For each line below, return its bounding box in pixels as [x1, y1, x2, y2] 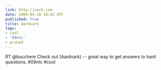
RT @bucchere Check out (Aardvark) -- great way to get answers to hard [5, 53, 156, 59]
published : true [5, 16, 39, 21]
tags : [5, 26, 16, 31]
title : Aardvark [5, 21, 39, 26]
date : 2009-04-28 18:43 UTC [5, 12, 64, 17]
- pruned [5, 40, 23, 45]
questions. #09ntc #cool [5, 58, 56, 65]
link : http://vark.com [5, 7, 52, 12]
